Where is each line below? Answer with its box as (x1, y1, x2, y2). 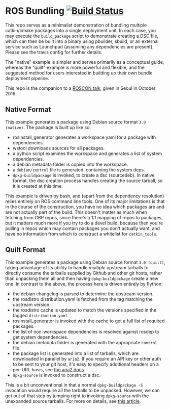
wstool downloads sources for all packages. (12, 145, 105, 151)
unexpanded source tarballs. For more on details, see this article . (5, 398, 141, 404)
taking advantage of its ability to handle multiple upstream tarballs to (5, 264, 149, 270)
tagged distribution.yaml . (12, 312, 69, 318)
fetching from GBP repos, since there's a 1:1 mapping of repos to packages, (5, 214, 163, 220)
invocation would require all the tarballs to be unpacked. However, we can (5, 387, 160, 393)
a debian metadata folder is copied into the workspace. (12, 161, 128, 167)
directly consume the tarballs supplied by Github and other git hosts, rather (5, 270, 162, 276)
